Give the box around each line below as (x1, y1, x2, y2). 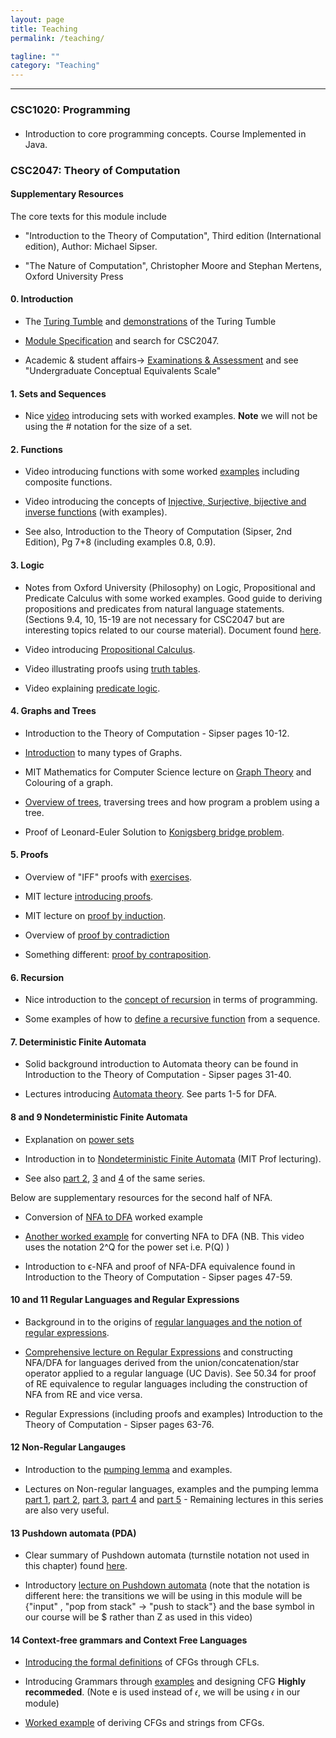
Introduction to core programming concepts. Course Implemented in (24, 127, 307, 140)
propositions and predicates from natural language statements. (24, 602, 285, 615)
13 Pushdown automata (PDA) (10, 1527, 137, 1539)
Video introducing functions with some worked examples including (24, 466, 300, 478)
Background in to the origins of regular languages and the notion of (24, 1316, 303, 1328)
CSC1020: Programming (10, 103, 131, 117)
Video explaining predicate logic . (24, 682, 161, 694)
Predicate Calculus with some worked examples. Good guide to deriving (24, 592, 323, 604)
